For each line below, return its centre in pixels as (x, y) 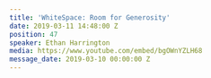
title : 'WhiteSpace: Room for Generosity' (90, 17)
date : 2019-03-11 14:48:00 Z (64, 26)
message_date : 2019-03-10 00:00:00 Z (80, 59)
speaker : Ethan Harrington (60, 43)
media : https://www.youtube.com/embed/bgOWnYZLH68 (106, 51)
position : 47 (34, 34)
